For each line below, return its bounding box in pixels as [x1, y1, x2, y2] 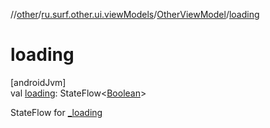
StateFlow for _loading [10, 106, 103, 118]
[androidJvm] [10, 76, 67, 88]
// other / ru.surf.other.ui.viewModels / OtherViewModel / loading [10, 9, 260, 20]
